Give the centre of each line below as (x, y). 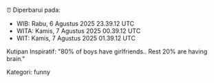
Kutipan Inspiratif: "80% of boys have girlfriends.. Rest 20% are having (107, 51)
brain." (16, 59)
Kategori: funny (29, 72)
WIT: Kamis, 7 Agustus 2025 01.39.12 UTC (76, 38)
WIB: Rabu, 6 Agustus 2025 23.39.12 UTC (75, 24)
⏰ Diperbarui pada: (34, 10)
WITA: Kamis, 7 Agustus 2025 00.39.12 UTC (78, 31)
